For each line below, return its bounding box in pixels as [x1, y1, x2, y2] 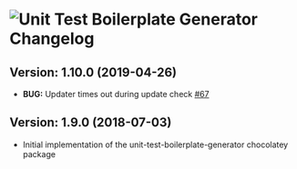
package [22, 148, 56, 159]
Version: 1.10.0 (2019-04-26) [9, 65, 178, 80]
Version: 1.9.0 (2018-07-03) [9, 114, 172, 131]
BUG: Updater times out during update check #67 [22, 89, 210, 99]
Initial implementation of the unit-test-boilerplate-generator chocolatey [22, 139, 289, 150]
